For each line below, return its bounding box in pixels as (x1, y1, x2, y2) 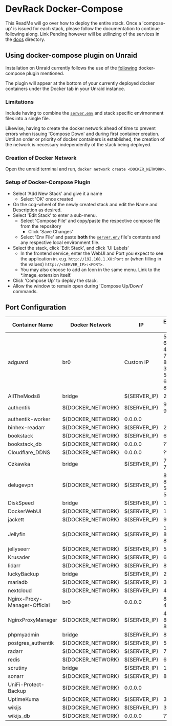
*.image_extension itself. (20, 272, 72, 278)
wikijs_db (8, 712, 30, 719)
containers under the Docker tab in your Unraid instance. (5, 85, 125, 92)
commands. (12, 288, 38, 294)
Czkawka (8, 460, 31, 468)
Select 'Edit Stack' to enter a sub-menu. (12, 212, 97, 218)
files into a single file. (5, 116, 50, 122)
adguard (8, 359, 28, 366)
